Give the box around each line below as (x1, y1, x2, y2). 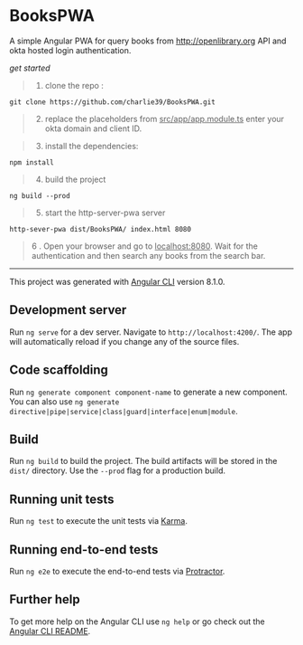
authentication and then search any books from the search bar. (31, 250, 266, 261)
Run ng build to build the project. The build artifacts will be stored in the (9, 456, 278, 467)
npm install (9, 157, 54, 167)
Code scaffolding (9, 363, 108, 378)
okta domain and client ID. (44, 123, 142, 134)
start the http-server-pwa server (44, 207, 166, 218)
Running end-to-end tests (9, 542, 159, 557)
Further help (9, 592, 81, 607)
